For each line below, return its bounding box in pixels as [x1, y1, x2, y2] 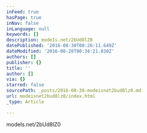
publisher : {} [6, 59, 42, 65]
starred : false [6, 82, 45, 88]
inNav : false [6, 20, 39, 26]
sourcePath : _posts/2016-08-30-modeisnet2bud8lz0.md [6, 88, 142, 94]
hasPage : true [6, 15, 42, 21]
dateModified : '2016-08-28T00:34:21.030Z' [6, 48, 114, 54]
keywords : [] [6, 31, 39, 37]
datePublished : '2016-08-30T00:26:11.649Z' [6, 43, 117, 49]
